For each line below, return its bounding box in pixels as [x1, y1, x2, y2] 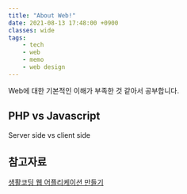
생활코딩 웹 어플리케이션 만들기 [8, 177, 105, 187]
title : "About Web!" [8, 11, 77, 20]
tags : [8, 33, 26, 42]
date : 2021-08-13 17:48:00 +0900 [8, 19, 119, 27]
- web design [22, 63, 66, 71]
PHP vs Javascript [8, 109, 101, 123]
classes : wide [8, 26, 55, 34]
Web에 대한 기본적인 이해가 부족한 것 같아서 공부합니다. [8, 86, 180, 95]
